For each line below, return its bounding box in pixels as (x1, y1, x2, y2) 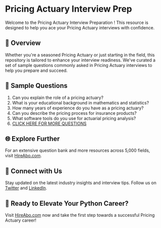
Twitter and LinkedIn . (5, 185, 47, 191)
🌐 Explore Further (5, 134, 60, 143)
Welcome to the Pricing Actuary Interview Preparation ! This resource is (5, 20, 149, 25)
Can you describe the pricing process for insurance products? (12, 110, 137, 116)
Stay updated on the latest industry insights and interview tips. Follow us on (5, 180, 157, 186)
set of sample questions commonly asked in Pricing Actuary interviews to (5, 62, 152, 68)
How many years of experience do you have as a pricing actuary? (12, 105, 144, 111)
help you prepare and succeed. (5, 67, 68, 73)
